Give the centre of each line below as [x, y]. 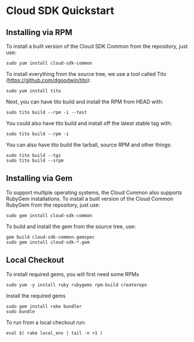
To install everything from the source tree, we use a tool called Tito [86, 74]
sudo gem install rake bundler [44, 306]
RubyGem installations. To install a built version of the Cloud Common [90, 198]
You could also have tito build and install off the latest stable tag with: [89, 123]
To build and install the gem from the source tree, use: [71, 226]
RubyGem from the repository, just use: [53, 205]
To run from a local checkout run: [46, 322]
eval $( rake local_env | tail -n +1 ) [54, 333]
